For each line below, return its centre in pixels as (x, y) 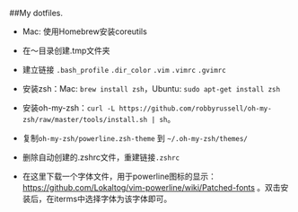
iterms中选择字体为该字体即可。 (113, 199)
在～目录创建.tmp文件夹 (66, 50)
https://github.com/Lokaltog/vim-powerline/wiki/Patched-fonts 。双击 (151, 187)
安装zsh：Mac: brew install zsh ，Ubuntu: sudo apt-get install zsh (151, 88)
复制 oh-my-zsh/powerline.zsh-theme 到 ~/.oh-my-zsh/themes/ (135, 138)
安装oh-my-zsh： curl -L (69, 108)
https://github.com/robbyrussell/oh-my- (195, 109)
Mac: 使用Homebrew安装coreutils (85, 31)
